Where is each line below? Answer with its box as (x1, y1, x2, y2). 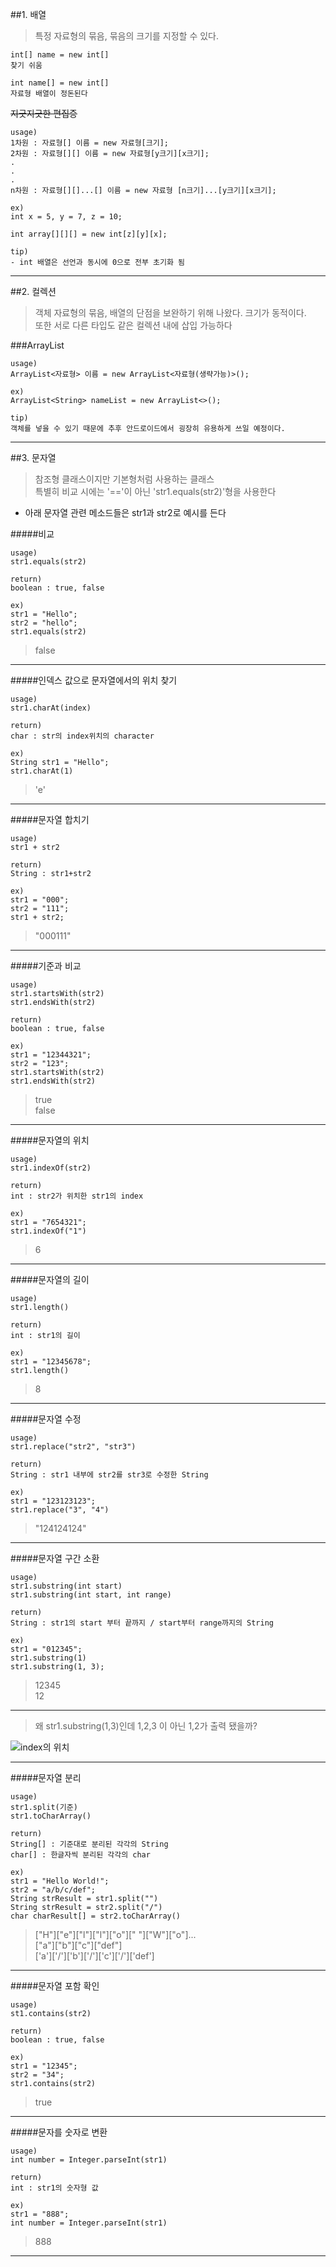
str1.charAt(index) (10, 703, 92, 713)
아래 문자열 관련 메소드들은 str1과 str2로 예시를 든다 (24, 507, 227, 518)
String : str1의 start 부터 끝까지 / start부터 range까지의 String (10, 1618, 275, 1628)
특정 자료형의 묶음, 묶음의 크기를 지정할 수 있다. (34, 30, 220, 42)
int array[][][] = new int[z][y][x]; (10, 229, 168, 239)
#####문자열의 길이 (10, 1274, 90, 1285)
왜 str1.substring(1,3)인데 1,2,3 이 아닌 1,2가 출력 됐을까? (34, 1720, 258, 1732)
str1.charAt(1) (10, 766, 74, 776)
